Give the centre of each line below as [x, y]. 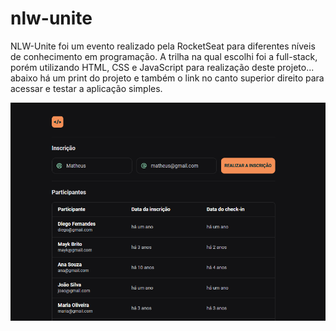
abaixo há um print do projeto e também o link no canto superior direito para [167, 78]
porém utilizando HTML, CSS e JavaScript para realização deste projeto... [162, 67]
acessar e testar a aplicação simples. [86, 88]
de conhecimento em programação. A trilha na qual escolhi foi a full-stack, [164, 56]
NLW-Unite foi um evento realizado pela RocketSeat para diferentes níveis [163, 46]
